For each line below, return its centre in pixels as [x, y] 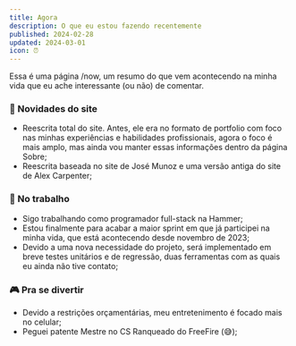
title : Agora [34, 17]
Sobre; [34, 156]
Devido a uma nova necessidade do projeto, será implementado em [147, 247]
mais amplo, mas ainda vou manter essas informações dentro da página [155, 148]
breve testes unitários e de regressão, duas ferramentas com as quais [151, 257]
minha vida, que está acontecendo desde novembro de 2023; [136, 237]
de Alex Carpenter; [57, 176]
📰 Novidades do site [54, 109]
